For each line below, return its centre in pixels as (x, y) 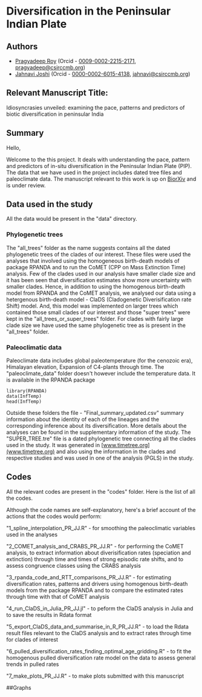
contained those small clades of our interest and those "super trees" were (98, 312)
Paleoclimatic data (34, 347)
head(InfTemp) (24, 402)
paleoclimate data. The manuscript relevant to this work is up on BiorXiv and (101, 179)
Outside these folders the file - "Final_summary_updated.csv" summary (95, 413)
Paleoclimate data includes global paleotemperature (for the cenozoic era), (99, 361)
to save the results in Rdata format (49, 615)
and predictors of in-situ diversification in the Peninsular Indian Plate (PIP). (99, 166)
